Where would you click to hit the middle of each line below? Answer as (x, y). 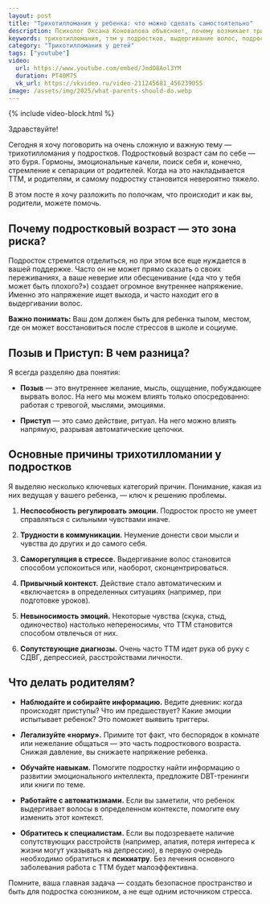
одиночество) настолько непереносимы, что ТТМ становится (126, 624)
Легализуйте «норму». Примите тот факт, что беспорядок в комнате (139, 735)
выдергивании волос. (45, 304)
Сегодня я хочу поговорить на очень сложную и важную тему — (120, 145)
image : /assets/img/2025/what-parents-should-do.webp (100, 91)
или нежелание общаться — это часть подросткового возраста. (130, 743)
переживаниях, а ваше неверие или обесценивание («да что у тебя (125, 278)
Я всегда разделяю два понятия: (64, 372)
